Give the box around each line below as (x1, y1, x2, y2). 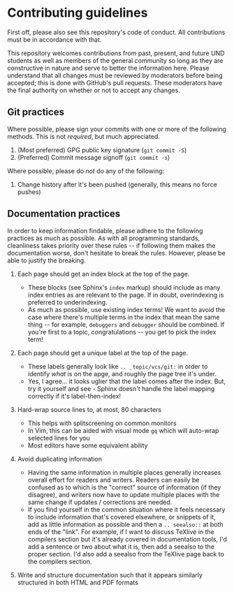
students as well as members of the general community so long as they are (7, 56, 224, 64)
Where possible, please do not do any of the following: (7, 166, 165, 175)
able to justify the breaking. (7, 256, 86, 265)
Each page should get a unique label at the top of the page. (17, 348, 189, 357)
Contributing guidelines (7, 5, 148, 21)
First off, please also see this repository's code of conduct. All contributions (7, 28, 226, 36)
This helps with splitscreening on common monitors (27, 419, 177, 427)
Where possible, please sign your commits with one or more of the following (7, 124, 227, 133)
